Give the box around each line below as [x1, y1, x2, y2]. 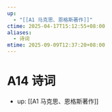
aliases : [7, 29, 32, 36]
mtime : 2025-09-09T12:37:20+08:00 [7, 42, 106, 48]
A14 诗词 [7, 73, 56, 89]
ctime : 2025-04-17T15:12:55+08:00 [7, 23, 106, 29]
